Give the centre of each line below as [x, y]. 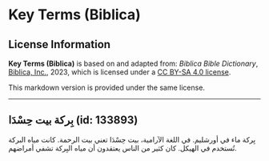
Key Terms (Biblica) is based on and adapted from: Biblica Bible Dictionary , [133, 63]
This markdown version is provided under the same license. [107, 87]
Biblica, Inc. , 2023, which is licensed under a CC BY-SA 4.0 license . [120, 72]
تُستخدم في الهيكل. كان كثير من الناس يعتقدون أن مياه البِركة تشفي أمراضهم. [123, 148]
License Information [59, 44]
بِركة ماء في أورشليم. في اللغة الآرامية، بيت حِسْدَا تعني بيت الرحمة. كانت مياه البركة [132, 139]
